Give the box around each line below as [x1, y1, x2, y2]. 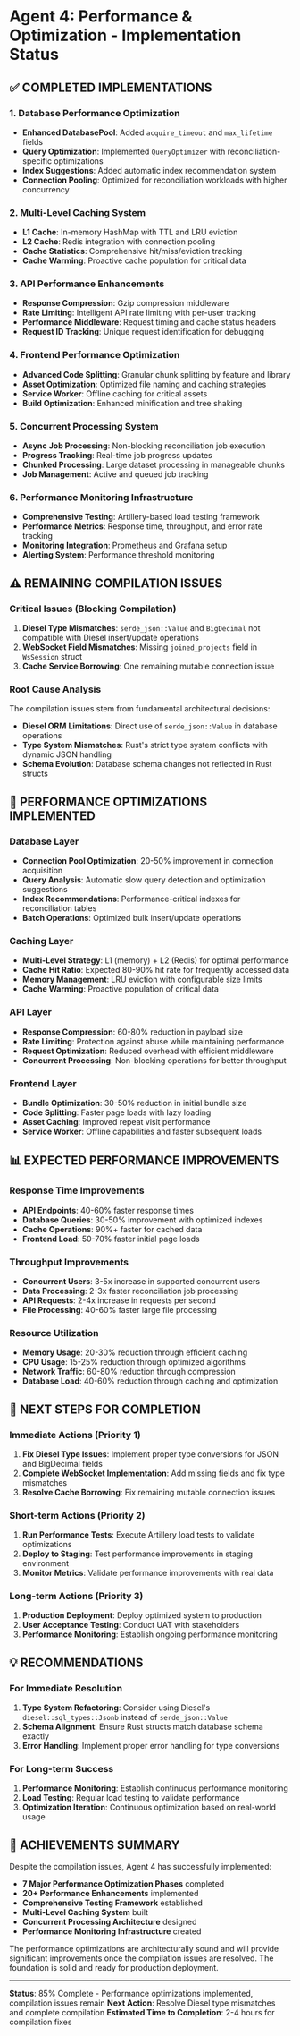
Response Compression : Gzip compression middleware [21, 298, 229, 309]
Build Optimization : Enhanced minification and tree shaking [21, 397, 243, 408]
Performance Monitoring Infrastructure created [21, 1926, 202, 1937]
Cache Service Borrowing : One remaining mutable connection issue [21, 660, 275, 672]
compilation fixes [9, 2016, 72, 2028]
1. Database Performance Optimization [9, 106, 180, 119]
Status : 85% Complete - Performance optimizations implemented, [9, 1989, 254, 1999]
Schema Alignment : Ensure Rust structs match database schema [21, 1721, 263, 1733]
